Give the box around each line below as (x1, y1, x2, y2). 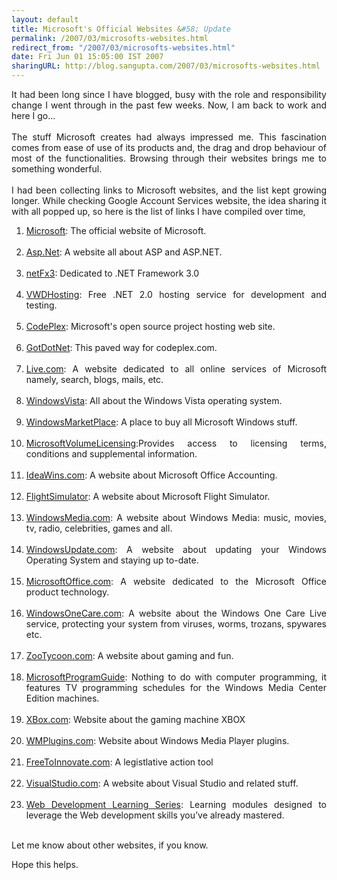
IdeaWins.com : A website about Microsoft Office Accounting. (25, 469, 278, 481)
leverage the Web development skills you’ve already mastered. (25, 809, 285, 821)
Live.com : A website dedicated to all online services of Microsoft (25, 363, 327, 375)
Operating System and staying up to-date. (25, 554, 199, 566)
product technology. (25, 586, 110, 598)
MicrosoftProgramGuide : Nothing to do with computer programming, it (25, 671, 327, 683)
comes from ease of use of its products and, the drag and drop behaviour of (11, 142, 327, 153)
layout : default (11, 14, 79, 25)
